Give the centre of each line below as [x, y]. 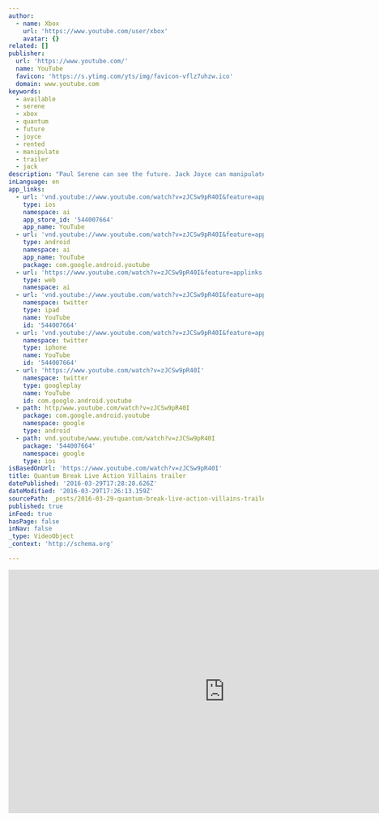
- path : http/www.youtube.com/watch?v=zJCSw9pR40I [103, 408]
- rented [30, 144]
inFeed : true [30, 514]
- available [36, 99]
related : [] [28, 46]
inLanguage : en [34, 182]
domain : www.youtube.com [57, 84]
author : [21, 16]
